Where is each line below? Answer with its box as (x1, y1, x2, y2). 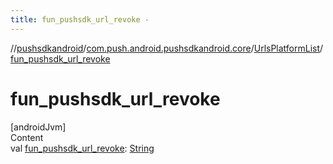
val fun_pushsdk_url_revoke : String (10, 142, 155, 154)
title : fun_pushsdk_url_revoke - (10, 14, 150, 25)
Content (10, 131, 44, 143)
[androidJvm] (10, 121, 67, 133)
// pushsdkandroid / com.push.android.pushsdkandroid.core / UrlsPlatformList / (10, 42, 324, 54)
